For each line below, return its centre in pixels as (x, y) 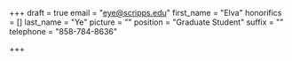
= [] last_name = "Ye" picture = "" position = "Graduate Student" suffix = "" (146, 22)
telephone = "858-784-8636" (63, 31)
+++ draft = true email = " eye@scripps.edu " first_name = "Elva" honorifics (146, 13)
